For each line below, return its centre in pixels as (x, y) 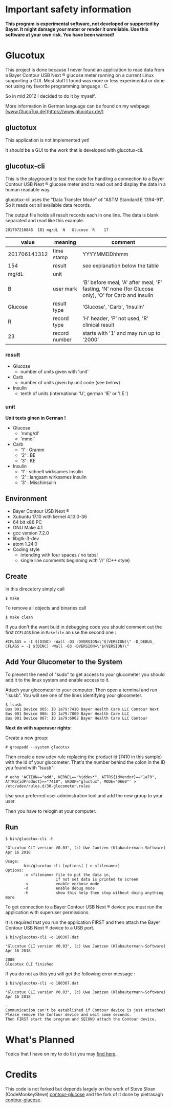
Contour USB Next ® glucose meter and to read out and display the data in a (86, 184)
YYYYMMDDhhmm (105, 254)
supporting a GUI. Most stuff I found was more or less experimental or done (85, 80)
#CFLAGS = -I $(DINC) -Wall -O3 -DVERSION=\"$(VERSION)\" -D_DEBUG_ (80, 641)
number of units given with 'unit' (55, 371)
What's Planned (40, 1040)
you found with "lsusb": (30, 767)
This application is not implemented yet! (47, 140)
